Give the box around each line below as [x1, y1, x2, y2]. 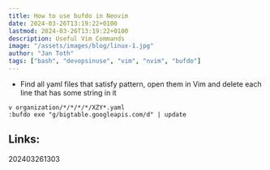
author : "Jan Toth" [8, 49, 75, 57]
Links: [8, 133, 41, 147]
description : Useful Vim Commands [8, 34, 126, 43]
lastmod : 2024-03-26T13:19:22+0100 [8, 27, 129, 35]
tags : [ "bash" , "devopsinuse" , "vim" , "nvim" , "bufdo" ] [8, 57, 201, 66]
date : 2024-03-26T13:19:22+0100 [8, 19, 118, 28]
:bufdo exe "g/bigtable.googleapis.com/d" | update [8, 110, 186, 118]
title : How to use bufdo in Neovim [8, 11, 129, 20]
